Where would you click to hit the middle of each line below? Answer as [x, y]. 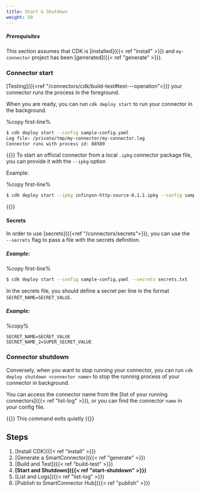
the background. [26, 110]
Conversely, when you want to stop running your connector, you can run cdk [100, 370]
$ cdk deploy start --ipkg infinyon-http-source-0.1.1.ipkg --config [94, 195]
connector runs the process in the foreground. [63, 92]
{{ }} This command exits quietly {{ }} [50, 418]
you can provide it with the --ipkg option [56, 161]
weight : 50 [20, 17]
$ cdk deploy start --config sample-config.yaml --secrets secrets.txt [97, 280]
